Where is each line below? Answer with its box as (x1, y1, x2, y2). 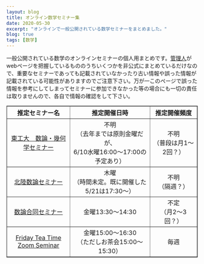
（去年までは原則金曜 (76, 130, 138, 138)
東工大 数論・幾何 (11, 134, 66, 143)
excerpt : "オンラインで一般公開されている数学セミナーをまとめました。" (6, 25, 168, 32)
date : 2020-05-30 (6, 20, 50, 26)
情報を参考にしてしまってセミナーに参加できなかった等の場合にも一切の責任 (6, 85, 197, 92)
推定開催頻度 (155, 109, 192, 117)
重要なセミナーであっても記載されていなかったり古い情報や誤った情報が (16, 70, 197, 76)
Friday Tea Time (15, 234, 62, 242)
